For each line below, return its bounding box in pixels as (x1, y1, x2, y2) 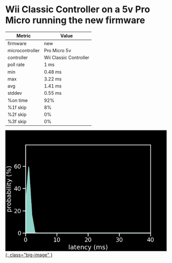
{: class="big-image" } (5, 252, 53, 258)
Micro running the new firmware (5, 14, 145, 26)
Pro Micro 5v (44, 47, 72, 53)
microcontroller (7, 47, 40, 53)
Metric (16, 33, 31, 39)
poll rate (7, 61, 25, 68)
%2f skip (7, 112, 27, 118)
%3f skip (7, 119, 27, 125)
